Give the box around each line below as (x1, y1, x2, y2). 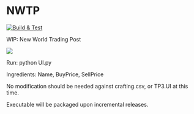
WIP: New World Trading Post (6, 35, 81, 43)
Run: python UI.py (6, 59, 52, 66)
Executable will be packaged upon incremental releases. (6, 101, 149, 108)
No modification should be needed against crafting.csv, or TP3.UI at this (6, 82, 188, 90)
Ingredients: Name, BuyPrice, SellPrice (6, 71, 104, 78)
